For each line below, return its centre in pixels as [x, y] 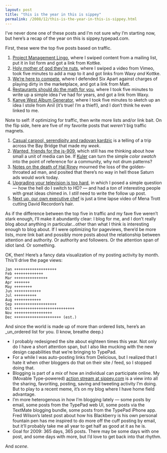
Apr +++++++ [17, 283]
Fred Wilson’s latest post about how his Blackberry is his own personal [85, 416]
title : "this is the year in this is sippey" [53, 14]
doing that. [23, 368]
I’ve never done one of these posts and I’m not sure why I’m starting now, [81, 33]
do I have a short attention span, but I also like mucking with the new [83, 347]
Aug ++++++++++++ [23, 300]
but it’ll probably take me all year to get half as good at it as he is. [79, 426]
